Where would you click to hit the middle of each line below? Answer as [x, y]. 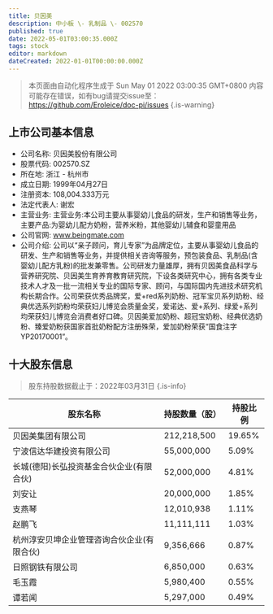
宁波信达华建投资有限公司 [62, 451]
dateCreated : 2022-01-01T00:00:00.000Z [76, 62]
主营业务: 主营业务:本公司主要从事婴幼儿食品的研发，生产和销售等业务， [141, 214]
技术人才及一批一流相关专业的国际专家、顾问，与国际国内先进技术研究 [138, 285]
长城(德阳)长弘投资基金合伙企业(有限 [82, 466]
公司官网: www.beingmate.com [72, 235]
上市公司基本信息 [51, 132]
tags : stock [28, 46]
